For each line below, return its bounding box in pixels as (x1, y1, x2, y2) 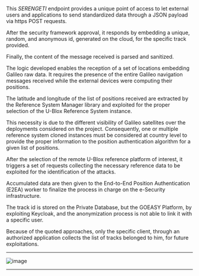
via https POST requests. (6, 18, 67, 24)
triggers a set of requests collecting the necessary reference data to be (6, 162, 181, 169)
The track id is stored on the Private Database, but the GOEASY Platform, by (6, 204, 192, 211)
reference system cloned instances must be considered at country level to (6, 131, 188, 139)
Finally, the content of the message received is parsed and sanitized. (6, 53, 174, 60)
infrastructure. (6, 192, 41, 199)
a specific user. (6, 216, 44, 223)
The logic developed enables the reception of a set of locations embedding (6, 65, 190, 72)
